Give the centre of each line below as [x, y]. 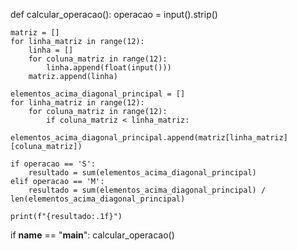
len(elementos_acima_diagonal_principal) [98, 199]
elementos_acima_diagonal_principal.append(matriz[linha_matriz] [149, 138]
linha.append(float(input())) [109, 68]
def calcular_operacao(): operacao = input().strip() [114, 14]
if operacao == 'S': [53, 164]
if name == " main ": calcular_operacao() [92, 235]
